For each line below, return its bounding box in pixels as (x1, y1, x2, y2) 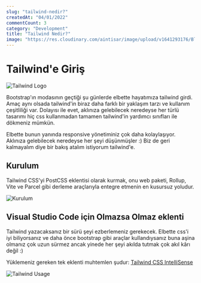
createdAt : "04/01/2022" (6, 14, 68, 20)
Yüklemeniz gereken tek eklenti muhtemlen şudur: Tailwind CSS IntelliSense (6, 258, 193, 266)
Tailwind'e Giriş (6, 62, 86, 76)
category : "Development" (6, 25, 68, 32)
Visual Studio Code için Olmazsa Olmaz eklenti (6, 212, 184, 222)
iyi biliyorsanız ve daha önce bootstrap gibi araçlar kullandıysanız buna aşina (6, 234, 195, 241)
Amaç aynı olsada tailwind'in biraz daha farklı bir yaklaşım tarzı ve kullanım (6, 100, 190, 107)
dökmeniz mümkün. (6, 119, 55, 126)
